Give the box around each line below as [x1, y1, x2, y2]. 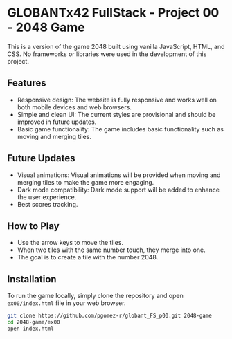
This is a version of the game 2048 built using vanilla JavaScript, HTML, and [7, 42, 225, 51]
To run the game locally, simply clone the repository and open [7, 292, 184, 300]
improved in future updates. [17, 118, 97, 126]
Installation [7, 273, 57, 285]
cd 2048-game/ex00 [7, 319, 60, 326]
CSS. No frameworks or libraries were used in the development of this [7, 50, 207, 58]
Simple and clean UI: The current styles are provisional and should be [17, 110, 216, 118]
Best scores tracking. [17, 200, 78, 208]
